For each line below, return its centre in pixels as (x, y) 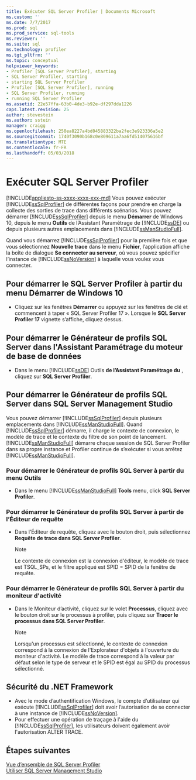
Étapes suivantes (38, 750)
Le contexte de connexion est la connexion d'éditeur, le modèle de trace (102, 561)
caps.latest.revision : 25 (37, 109)
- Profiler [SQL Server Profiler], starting (61, 71)
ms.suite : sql (23, 44)
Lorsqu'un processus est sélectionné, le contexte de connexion (91, 644)
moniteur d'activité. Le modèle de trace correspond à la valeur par (94, 656)
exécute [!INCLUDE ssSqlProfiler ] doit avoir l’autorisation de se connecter (102, 707)
